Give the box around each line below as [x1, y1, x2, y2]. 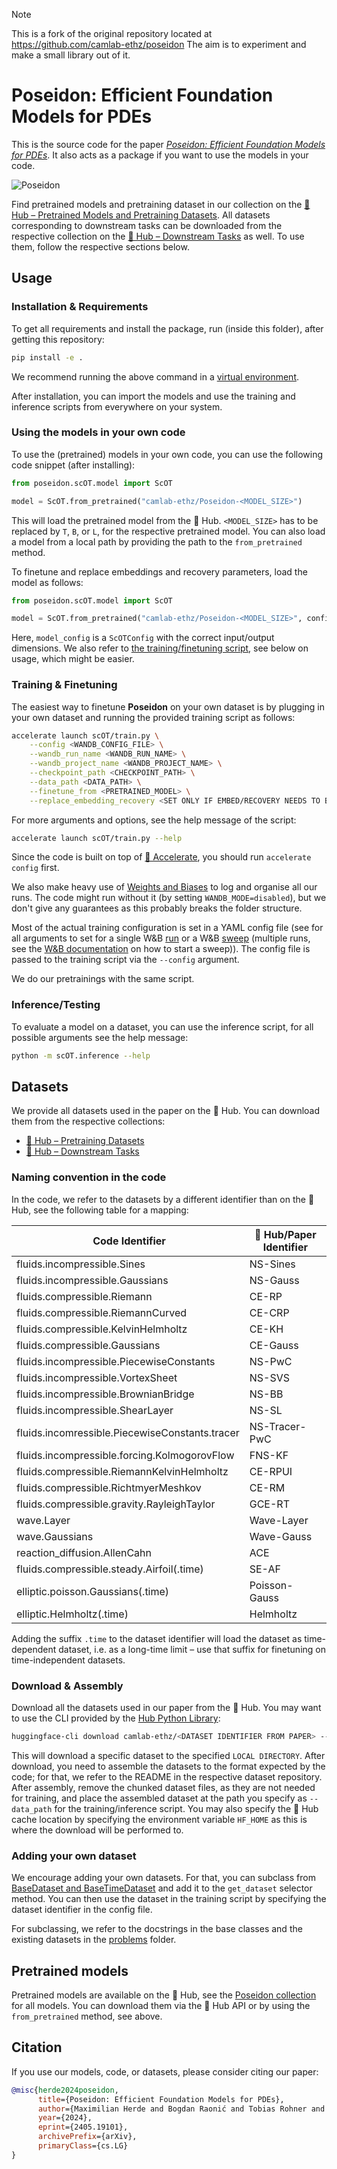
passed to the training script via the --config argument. [11, 954, 240, 966]
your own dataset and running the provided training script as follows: [11, 711, 296, 723]
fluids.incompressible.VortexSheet [16, 1370, 178, 1384]
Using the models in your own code [11, 425, 186, 439]
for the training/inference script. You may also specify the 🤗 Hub [54, 1802, 319, 1814]
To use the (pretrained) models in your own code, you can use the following [11, 448, 324, 460]
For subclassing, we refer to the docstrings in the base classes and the [11, 1923, 303, 1935]
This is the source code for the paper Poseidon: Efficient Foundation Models [11, 138, 326, 150]
